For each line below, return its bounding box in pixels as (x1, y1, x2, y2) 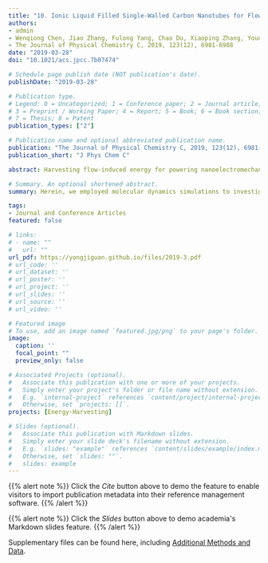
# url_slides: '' (8, 290, 66, 298)
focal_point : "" (15, 349, 69, 357)
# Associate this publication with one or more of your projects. (8, 378, 241, 387)
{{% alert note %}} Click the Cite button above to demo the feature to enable (8, 482, 260, 491)
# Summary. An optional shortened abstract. (8, 180, 159, 188)
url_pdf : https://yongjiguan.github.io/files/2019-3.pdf (8, 253, 202, 262)
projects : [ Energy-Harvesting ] (8, 408, 112, 416)
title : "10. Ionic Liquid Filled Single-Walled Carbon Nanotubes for (8, 11, 245, 20)
